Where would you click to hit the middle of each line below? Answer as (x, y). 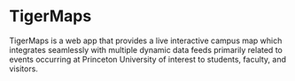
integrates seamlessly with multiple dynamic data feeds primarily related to (146, 49)
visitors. (23, 69)
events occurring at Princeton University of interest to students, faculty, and (147, 59)
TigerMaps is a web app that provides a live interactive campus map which (146, 40)
